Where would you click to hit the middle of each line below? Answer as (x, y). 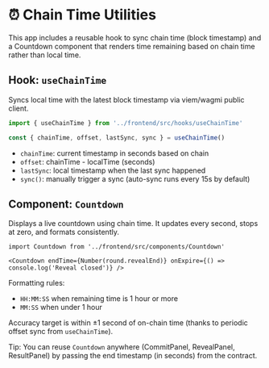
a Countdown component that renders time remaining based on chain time (132, 46)
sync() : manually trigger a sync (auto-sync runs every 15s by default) (135, 178)
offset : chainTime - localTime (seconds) (87, 161)
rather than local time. (45, 55)
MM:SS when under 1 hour (61, 307)
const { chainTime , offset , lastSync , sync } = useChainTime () (117, 138)
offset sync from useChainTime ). (61, 332)
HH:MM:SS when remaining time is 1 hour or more (99, 299)
